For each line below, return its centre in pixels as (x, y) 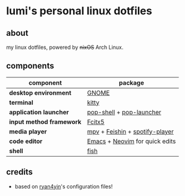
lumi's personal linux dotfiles (79, 11)
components (30, 66)
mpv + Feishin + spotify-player (131, 131)
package (131, 83)
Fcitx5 (96, 122)
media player (28, 131)
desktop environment (40, 92)
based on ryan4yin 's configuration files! (64, 186)
